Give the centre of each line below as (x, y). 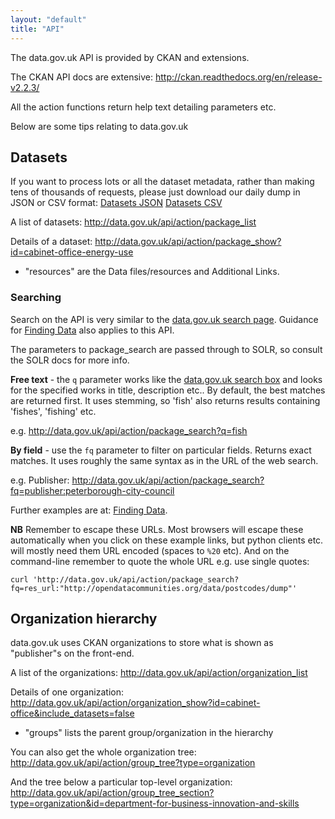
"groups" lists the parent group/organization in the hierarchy (149, 733)
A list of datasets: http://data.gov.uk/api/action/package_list (133, 222)
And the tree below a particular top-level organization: (121, 782)
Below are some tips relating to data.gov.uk (99, 126)
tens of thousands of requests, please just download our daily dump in (155, 192)
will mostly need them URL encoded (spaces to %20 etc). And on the (150, 550)
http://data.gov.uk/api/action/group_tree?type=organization (133, 763)
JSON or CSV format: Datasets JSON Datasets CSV (116, 203)
